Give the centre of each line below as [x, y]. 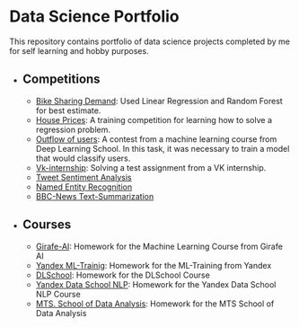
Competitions [61, 80]
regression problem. [73, 129]
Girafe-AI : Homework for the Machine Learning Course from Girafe [159, 246]
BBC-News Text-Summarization [95, 196]
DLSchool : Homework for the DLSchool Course [123, 275]
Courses [47, 225]
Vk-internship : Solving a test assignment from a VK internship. [151, 167]
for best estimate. [68, 110]
